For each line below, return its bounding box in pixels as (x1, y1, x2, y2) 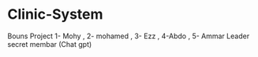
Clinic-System (7, 5, 103, 23)
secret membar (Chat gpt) (7, 39, 92, 48)
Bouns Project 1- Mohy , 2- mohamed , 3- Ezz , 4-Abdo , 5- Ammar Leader (7, 31, 250, 41)
